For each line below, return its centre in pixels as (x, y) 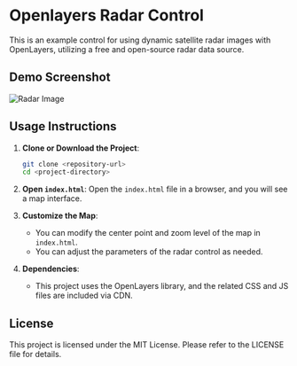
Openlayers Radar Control (106, 16)
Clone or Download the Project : (81, 148)
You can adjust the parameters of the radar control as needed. (149, 252)
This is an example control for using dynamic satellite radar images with (140, 40)
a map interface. (52, 199)
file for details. (35, 354)
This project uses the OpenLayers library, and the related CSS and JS (162, 286)
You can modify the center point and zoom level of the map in (148, 233)
